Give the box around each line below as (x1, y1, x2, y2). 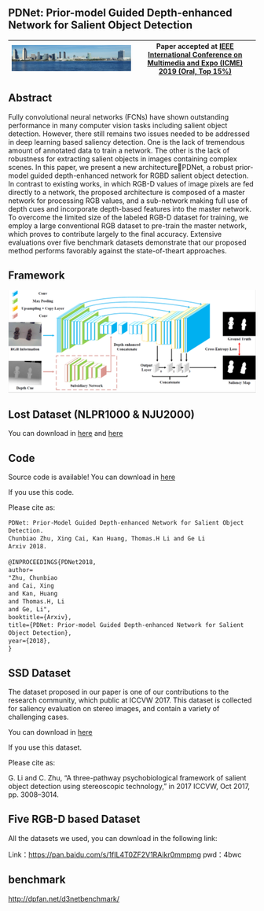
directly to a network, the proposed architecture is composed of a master (8, 187, 245, 197)
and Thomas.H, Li (8, 598, 65, 606)
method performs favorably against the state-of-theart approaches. (8, 245, 227, 255)
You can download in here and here (8, 429, 123, 438)
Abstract (8, 91, 53, 105)
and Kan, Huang (8, 590, 58, 598)
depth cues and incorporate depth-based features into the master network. (8, 204, 251, 213)
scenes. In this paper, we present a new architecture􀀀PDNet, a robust (8, 162, 234, 172)
